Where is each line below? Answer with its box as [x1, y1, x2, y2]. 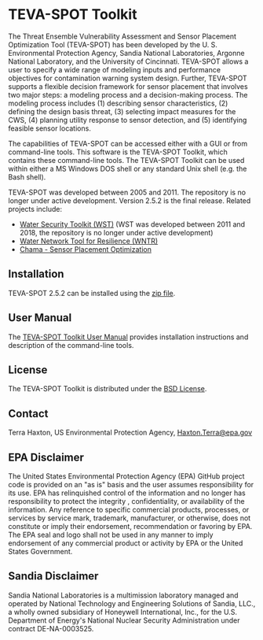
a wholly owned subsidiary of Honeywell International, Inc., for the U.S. [8, 607, 238, 616]
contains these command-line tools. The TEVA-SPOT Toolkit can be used [8, 155, 245, 165]
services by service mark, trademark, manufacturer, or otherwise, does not [8, 513, 251, 523]
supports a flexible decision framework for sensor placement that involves [8, 81, 249, 91]
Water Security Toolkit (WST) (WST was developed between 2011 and [19, 219, 246, 229]
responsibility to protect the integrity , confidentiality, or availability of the [8, 497, 245, 505]
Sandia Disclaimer [8, 569, 99, 583]
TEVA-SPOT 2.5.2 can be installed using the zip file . [8, 288, 176, 298]
